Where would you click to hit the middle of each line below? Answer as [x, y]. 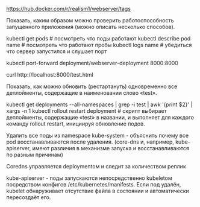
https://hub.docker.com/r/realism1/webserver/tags [69, 9]
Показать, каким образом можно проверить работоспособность [90, 20]
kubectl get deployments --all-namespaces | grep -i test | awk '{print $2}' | [99, 104]
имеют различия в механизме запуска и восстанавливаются [111, 148]
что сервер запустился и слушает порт [57, 51]
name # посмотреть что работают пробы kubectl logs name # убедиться [99, 45]
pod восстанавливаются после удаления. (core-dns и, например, [90, 142]
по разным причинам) [35, 154]
